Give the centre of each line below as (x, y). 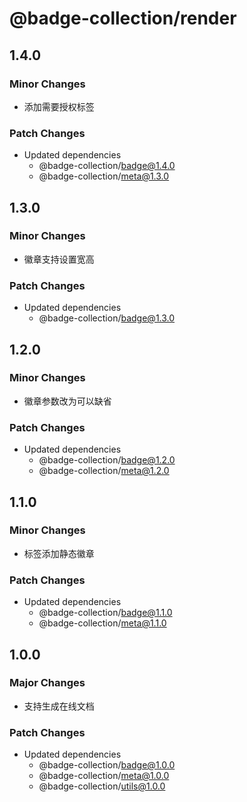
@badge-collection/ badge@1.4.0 (107, 166)
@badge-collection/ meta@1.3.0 (104, 176)
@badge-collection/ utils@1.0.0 (102, 786)
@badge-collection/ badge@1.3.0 (107, 318)
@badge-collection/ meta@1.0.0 (104, 776)
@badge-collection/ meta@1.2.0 (104, 471)
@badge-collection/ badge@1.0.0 (107, 765)
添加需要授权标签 (59, 106)
